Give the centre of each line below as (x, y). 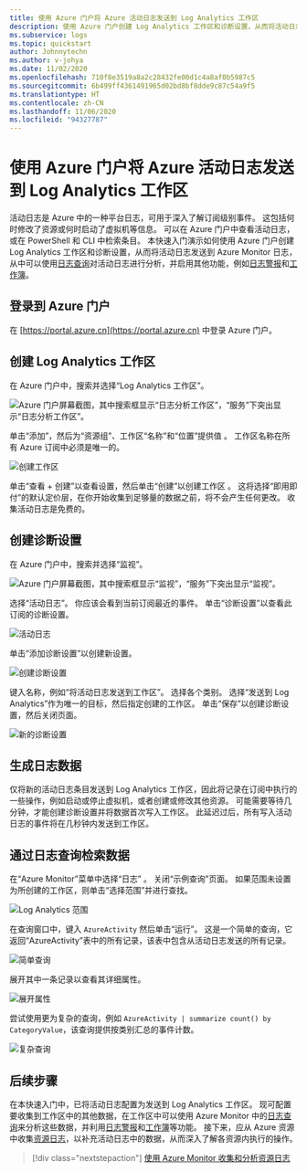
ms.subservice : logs (49, 35)
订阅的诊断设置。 (42, 614)
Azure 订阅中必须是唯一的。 (72, 447)
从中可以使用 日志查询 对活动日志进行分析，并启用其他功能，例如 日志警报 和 (149, 264)
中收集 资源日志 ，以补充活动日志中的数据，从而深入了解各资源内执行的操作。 (153, 1138)
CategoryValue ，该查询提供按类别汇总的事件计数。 (104, 1029)
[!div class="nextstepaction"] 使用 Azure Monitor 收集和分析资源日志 (161, 1157)
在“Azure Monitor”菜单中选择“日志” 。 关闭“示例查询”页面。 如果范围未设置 (150, 879)
